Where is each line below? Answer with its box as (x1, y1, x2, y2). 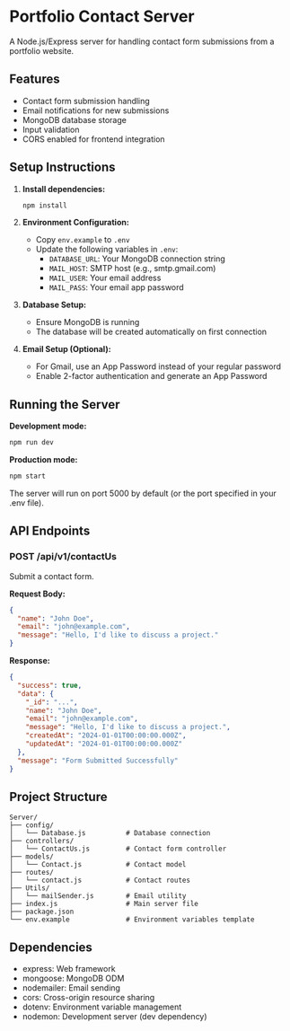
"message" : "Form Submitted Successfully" (17, 756, 179, 765)
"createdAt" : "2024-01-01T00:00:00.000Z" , (25, 731, 187, 740)
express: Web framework (22, 964, 116, 974)
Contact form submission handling (22, 95, 150, 106)
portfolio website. (9, 45, 75, 56)
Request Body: (9, 588, 66, 599)
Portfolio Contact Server (9, 6, 195, 27)
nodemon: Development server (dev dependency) (22, 1011, 208, 1022)
